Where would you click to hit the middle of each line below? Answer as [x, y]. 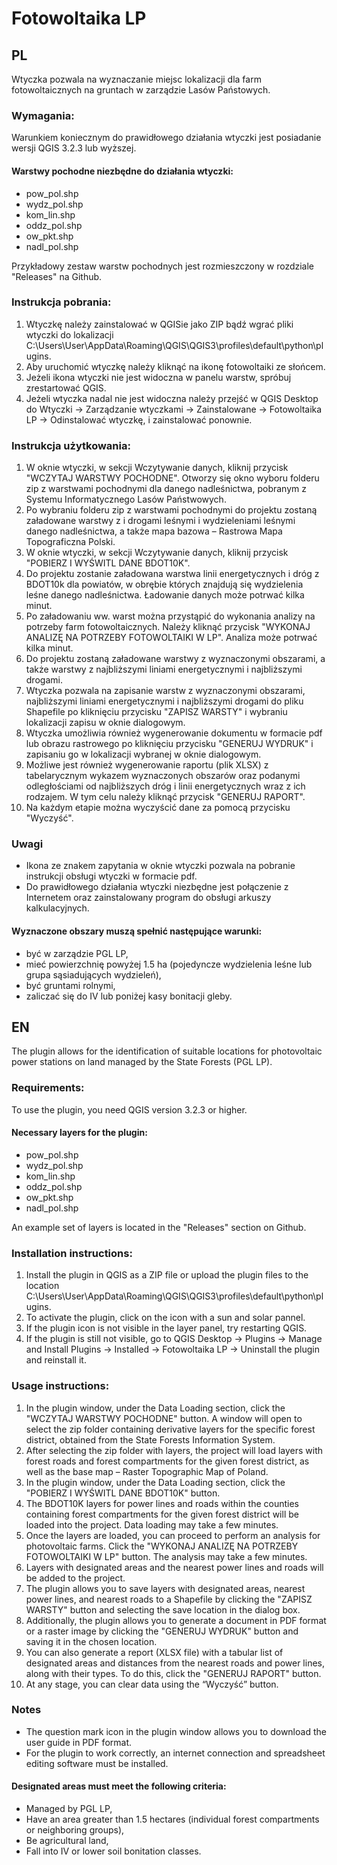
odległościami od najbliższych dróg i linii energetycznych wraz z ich [165, 786]
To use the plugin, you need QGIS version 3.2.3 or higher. [129, 1109]
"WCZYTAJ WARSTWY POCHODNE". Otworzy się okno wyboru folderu [172, 478]
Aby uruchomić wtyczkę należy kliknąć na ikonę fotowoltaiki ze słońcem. [175, 366]
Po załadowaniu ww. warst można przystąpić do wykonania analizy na [170, 616]
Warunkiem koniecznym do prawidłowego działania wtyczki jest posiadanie [166, 138]
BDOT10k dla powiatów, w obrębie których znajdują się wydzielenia [164, 584]
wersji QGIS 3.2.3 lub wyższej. [74, 148]
